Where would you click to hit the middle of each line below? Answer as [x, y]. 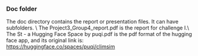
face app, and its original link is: [45, 41]
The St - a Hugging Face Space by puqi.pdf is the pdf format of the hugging [99, 34]
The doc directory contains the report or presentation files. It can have [92, 22]
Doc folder [22, 9]
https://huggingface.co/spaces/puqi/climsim [61, 47]
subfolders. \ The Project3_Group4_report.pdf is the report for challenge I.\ [98, 28]
